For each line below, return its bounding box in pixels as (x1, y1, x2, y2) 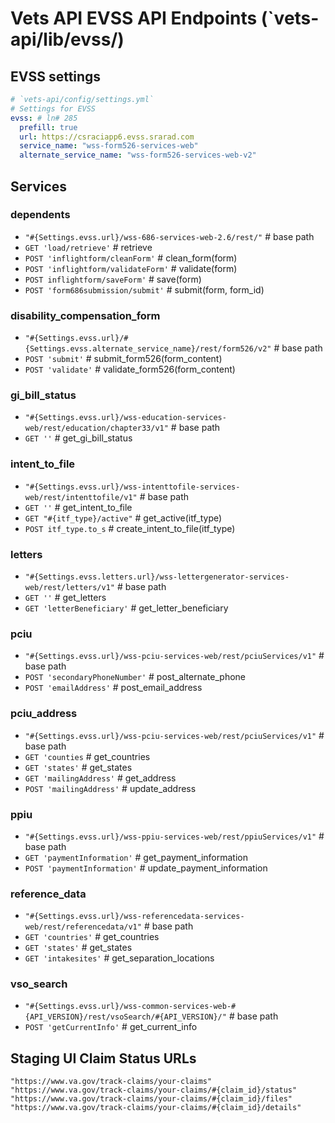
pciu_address (10, 707, 78, 721)
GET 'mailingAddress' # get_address (24, 772, 177, 784)
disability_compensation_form (10, 308, 161, 322)
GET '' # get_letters (24, 592, 107, 603)
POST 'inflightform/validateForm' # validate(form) (24, 262, 238, 274)
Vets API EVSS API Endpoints (10, 7, 258, 30)
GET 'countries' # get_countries (24, 931, 160, 943)
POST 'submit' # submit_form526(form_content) (24, 353, 223, 365)
